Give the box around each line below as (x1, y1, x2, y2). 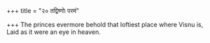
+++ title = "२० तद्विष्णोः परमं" (6, 7, 80, 15)
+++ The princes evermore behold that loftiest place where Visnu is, (6, 21, 204, 28)
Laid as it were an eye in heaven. (6, 28, 101, 36)
